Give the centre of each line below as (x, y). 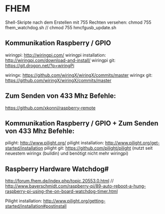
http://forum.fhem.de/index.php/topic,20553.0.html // (59, 181)
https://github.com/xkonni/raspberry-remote (50, 108)
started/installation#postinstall (36, 206)
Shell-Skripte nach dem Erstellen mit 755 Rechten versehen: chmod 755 (78, 22)
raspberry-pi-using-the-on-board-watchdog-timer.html (62, 191)
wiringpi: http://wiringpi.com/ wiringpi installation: (56, 55)
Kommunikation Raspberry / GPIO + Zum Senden (82, 123)
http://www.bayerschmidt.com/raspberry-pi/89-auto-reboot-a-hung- (76, 186)
